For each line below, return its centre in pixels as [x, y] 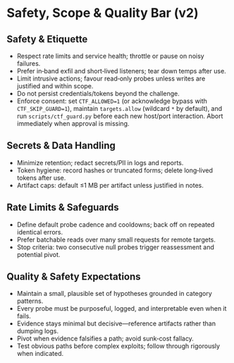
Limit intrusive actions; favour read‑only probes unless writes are [111, 78]
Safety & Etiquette [47, 39]
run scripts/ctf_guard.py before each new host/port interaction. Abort [120, 116]
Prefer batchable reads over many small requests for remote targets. [116, 239]
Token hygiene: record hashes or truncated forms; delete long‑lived [115, 170]
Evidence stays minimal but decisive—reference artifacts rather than [116, 323]
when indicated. [40, 354]
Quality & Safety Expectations [74, 277]
